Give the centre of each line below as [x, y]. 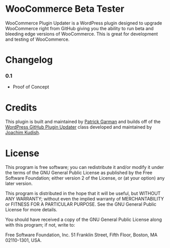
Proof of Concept [31, 87]
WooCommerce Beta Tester [65, 9]
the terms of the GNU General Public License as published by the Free [79, 173]
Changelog [29, 60]
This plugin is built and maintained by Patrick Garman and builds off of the [83, 122]
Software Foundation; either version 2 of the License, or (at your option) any [85, 178]
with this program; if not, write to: [40, 225]
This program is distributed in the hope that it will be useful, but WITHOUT [83, 193]
